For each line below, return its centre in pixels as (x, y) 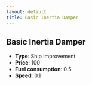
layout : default (26, 12)
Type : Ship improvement (45, 56)
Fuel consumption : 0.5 (43, 69)
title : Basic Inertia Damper (42, 17)
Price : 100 (27, 63)
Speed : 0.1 (28, 75)
